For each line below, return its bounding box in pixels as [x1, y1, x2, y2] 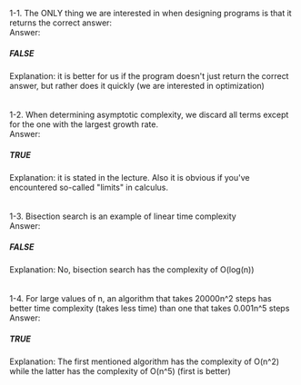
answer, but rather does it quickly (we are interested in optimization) [9, 80, 266, 91]
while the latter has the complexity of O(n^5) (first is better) [9, 365, 232, 376]
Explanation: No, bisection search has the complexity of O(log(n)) [9, 263, 255, 275]
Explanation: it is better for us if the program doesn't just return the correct [9, 70, 289, 81]
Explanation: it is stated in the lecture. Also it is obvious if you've [9, 172, 250, 183]
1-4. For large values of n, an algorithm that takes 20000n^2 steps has [9, 292, 272, 303]
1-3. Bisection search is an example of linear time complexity [9, 211, 236, 222]
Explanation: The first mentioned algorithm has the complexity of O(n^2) [9, 356, 280, 367]
